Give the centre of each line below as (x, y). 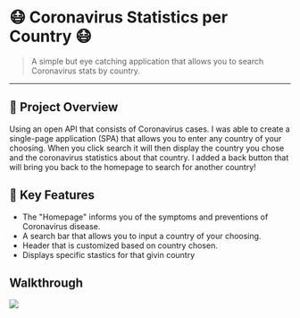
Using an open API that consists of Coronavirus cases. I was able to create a (150, 129)
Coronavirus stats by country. (85, 71)
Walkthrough (46, 283)
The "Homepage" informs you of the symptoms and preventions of (145, 217)
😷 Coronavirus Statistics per (119, 17)
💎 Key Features (52, 195)
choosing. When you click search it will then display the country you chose (147, 148)
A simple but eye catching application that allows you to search (147, 61)
